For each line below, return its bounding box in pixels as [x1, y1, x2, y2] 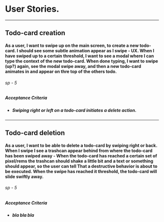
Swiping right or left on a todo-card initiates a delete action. [12, 107, 137, 113]
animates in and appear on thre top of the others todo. [5, 68, 117, 74]
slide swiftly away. [5, 174, 44, 179]
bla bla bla [12, 212, 34, 218]
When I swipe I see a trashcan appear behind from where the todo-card [5, 148, 153, 154]
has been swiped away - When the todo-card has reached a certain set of [5, 153, 157, 158]
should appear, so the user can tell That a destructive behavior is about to [5, 163, 158, 169]
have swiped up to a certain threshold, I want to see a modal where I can [5, 53, 154, 59]
